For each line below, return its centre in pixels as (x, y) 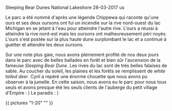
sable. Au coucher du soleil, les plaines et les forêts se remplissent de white (85, 71)
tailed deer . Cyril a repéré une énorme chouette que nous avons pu (77, 76)
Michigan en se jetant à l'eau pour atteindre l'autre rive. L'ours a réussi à (82, 28)
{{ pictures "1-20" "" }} (29, 103)
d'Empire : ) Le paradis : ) (32, 93)
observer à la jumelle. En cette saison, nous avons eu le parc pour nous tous (86, 82)
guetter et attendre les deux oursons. (45, 45)
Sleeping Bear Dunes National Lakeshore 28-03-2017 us (65, 7)
